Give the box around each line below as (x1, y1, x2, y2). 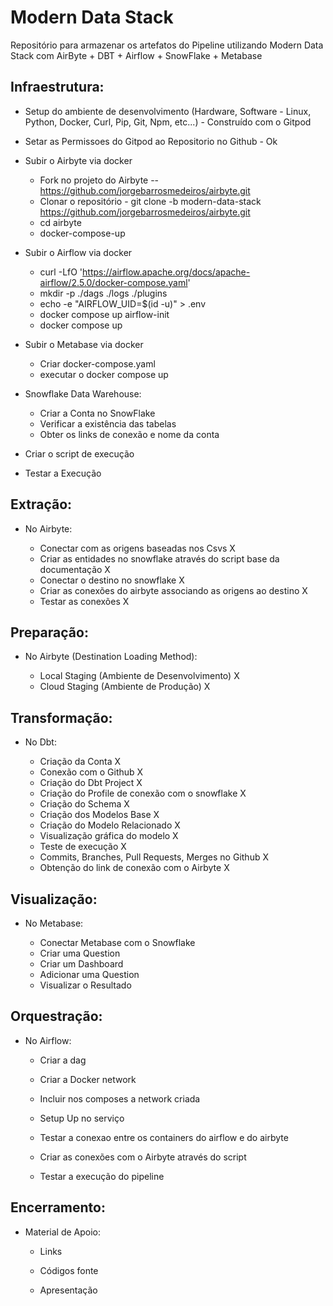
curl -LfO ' (39, 266, 83, 278)
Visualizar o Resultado (39, 979, 132, 991)
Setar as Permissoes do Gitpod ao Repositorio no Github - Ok (24, 135, 278, 147)
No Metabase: (24, 917, 84, 929)
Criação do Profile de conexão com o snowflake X (39, 787, 247, 800)
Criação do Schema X (39, 798, 130, 810)
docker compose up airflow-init (39, 308, 170, 320)
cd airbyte (39, 216, 82, 228)
